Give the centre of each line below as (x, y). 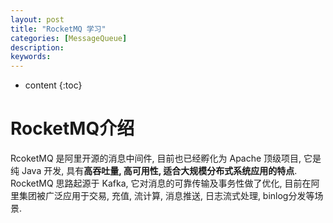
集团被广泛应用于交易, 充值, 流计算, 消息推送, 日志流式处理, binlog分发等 (166, 196)
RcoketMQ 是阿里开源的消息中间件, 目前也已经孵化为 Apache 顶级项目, (156, 158)
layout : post (37, 19)
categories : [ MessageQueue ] (69, 38)
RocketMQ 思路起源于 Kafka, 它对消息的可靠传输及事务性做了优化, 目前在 (161, 183)
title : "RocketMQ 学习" (58, 29)
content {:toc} (53, 85)
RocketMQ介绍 (72, 128)
